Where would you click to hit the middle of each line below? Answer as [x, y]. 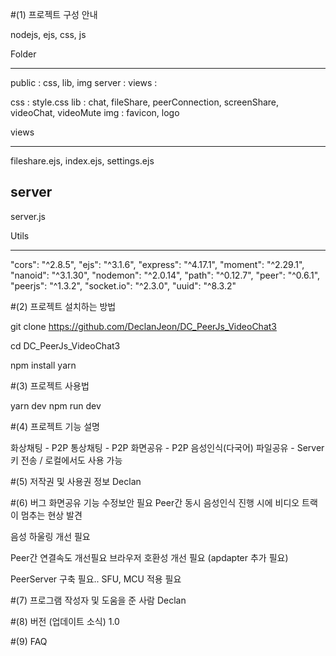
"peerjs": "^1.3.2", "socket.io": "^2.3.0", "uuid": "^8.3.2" [123, 285]
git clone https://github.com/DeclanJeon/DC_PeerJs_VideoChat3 [143, 326]
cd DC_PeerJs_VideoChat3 [65, 345]
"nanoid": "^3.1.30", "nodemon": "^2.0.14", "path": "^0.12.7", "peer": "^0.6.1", [165, 275]
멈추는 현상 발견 [51, 515]
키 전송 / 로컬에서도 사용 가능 [66, 460]
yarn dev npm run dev [56, 405]
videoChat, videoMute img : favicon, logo [95, 112]
